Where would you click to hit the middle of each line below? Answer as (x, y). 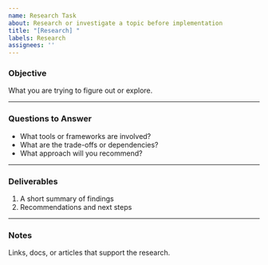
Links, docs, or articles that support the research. (89, 253)
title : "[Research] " (44, 30)
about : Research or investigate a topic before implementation (116, 23)
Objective (28, 73)
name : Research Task (43, 16)
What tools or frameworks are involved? (85, 136)
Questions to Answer (50, 119)
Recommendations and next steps (76, 208)
